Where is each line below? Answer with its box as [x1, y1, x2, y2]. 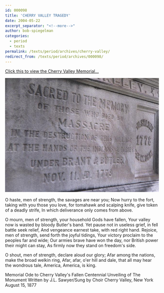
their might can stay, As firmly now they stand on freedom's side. [5, 243, 136, 249]
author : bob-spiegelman [5, 28, 54, 34]
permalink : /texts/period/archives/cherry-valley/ [5, 49, 110, 54]
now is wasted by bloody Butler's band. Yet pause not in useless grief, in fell [5, 222, 158, 228]
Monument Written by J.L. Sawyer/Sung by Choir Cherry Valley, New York [5, 277, 154, 283]
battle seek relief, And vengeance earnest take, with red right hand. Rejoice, [5, 227, 158, 233]
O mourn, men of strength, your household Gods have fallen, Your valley [5, 217, 150, 223]
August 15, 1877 [5, 282, 37, 288]
